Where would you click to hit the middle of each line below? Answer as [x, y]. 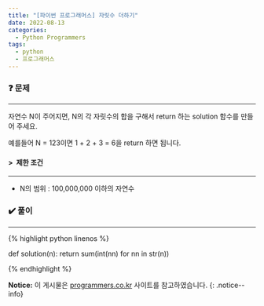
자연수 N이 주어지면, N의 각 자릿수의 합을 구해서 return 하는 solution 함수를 [124, 117]
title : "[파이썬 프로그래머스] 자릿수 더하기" [73, 15]
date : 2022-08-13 [37, 23]
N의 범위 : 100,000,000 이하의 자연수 [77, 188]
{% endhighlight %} [40, 268]
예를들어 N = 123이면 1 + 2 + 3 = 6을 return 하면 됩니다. [95, 143]
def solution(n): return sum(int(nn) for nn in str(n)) [89, 253]
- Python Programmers [51, 37]
